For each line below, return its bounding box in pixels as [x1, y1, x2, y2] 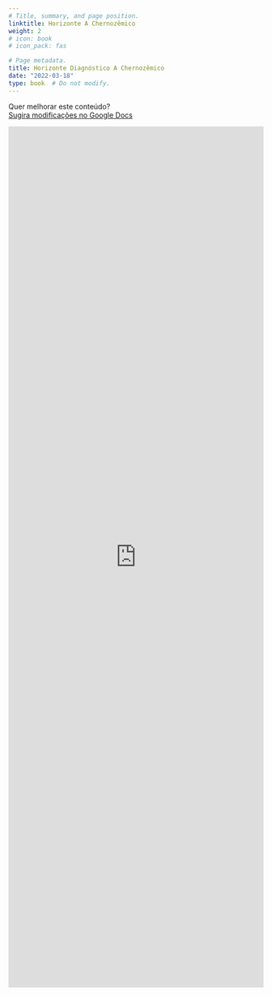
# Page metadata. [8, 57, 67, 65]
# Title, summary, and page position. [8, 11, 139, 20]
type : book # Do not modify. [8, 79, 111, 88]
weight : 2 [8, 27, 42, 35]
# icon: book [8, 34, 53, 43]
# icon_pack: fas [8, 42, 67, 50]
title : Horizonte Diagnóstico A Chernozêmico [8, 64, 164, 73]
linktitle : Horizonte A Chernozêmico [8, 19, 136, 28]
